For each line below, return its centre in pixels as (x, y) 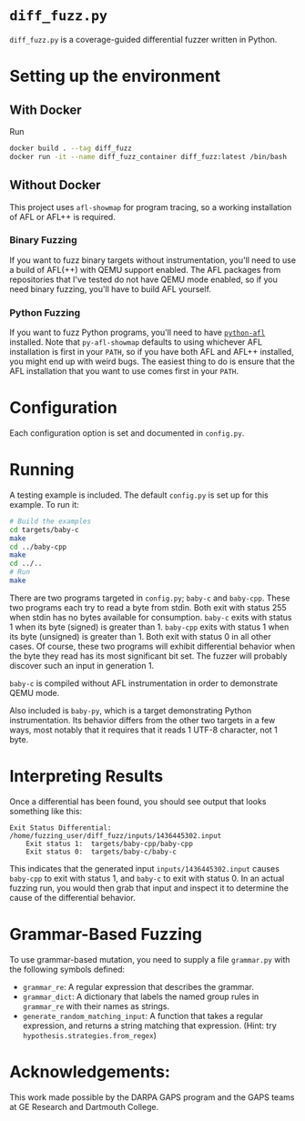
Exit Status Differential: (61, 828)
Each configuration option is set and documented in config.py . (127, 433)
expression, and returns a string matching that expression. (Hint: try (150, 1025)
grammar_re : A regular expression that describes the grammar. (138, 986)
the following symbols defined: (67, 969)
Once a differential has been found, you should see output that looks (138, 801)
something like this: (46, 811)
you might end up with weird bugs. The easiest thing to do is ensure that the (152, 361)
